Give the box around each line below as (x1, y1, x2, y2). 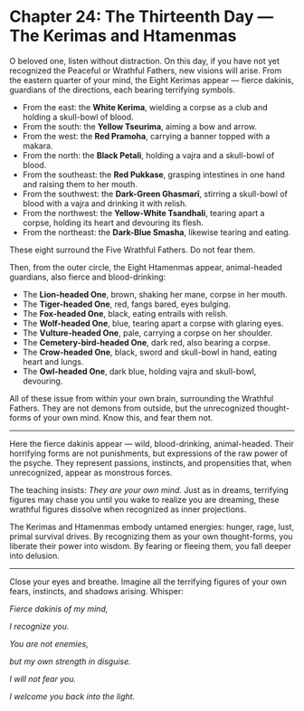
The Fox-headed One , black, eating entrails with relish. (22, 308, 229, 318)
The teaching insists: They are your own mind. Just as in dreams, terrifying (9, 484, 290, 495)
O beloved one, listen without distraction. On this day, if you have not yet (9, 55, 280, 66)
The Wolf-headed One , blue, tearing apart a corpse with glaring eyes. (22, 318, 284, 328)
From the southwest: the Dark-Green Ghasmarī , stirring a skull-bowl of (22, 188, 288, 199)
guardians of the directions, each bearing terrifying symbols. (9, 84, 235, 95)
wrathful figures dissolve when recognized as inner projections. (9, 504, 247, 515)
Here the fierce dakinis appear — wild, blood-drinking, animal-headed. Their (9, 438, 294, 449)
